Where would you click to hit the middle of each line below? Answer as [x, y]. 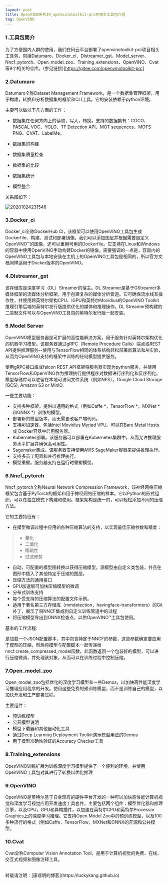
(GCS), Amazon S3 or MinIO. [34, 385]
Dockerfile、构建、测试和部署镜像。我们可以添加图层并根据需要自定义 [77, 238]
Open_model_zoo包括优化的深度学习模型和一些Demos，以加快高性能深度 [81, 682]
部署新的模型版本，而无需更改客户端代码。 [56, 418]
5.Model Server [24, 326]
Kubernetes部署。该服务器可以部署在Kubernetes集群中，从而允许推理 [84, 437]
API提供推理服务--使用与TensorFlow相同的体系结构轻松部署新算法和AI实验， [84, 350]
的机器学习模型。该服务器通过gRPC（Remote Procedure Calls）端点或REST [83, 344]
